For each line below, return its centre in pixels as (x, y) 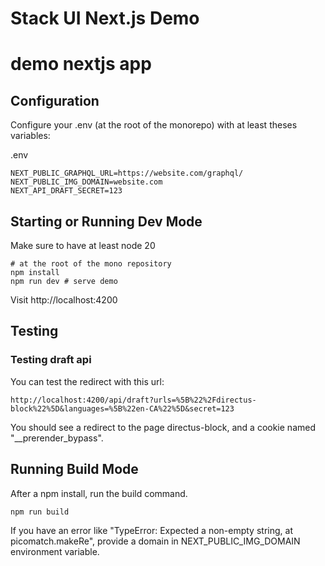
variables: (30, 136)
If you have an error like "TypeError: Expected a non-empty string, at (151, 530)
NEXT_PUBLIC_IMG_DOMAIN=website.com (86, 182)
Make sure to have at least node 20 (83, 245)
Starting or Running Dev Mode (106, 221)
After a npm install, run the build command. (99, 493)
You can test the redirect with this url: (87, 381)
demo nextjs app (81, 64)
